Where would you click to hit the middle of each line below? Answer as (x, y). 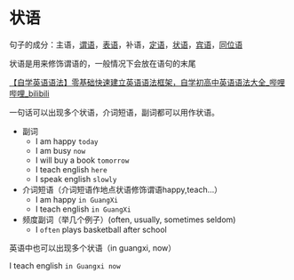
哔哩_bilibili (29, 93)
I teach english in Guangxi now (65, 265)
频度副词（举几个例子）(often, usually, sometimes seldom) (129, 220)
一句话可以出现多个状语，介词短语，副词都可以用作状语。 (114, 112)
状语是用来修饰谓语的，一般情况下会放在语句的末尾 (103, 63)
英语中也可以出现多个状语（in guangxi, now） (93, 248)
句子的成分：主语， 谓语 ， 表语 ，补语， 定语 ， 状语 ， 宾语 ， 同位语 (126, 44)
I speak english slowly (76, 179)
